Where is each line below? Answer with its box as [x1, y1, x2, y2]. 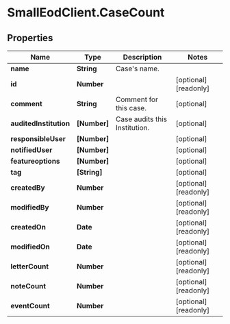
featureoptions [10, 156, 60, 166]
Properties [7, 32, 53, 44]
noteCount [10, 282, 47, 290]
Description [123, 53, 162, 62]
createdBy [10, 183, 46, 192]
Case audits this [115, 114, 168, 124]
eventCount [10, 301, 50, 310]
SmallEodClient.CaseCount [7, 5, 165, 21]
